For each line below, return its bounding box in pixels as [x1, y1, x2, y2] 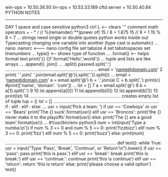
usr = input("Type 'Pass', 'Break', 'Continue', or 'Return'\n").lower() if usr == [5, 145, 161, 151]
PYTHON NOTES [5, 9, 40, 15]
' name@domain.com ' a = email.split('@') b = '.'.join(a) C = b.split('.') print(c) [5, 77, 160, 83]
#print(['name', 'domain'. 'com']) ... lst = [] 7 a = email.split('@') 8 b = [5, 82, 147, 88]
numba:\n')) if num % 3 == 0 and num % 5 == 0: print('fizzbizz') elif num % [5, 125, 161, 130]
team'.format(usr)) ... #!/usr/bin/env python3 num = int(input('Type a [5, 119, 146, 125]
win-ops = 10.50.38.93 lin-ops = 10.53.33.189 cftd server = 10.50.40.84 [5, 4, 151, 10]
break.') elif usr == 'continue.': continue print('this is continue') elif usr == [5, 156, 156, 161]
